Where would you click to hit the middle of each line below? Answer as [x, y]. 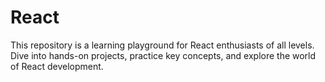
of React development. [57, 66]
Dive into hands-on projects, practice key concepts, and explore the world [163, 55]
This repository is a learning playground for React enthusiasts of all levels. [162, 45]
